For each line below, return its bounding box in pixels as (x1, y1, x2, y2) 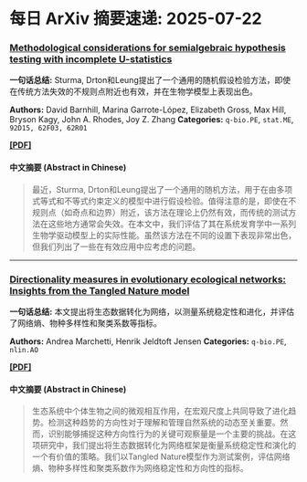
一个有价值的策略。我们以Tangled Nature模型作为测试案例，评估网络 (31, 451, 291, 462)
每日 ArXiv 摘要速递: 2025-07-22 (9, 8, 262, 29)
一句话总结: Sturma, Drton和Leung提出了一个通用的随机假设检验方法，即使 (9, 75, 291, 86)
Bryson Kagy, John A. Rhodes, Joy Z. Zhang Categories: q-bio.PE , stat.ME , (9, 114, 294, 125)
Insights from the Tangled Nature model (9, 284, 190, 297)
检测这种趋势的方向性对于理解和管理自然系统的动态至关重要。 (48, 417, 281, 428)
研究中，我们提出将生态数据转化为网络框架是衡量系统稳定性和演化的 (39, 440, 297, 451)
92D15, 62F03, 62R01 (9, 124, 89, 133)
